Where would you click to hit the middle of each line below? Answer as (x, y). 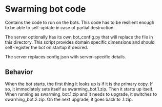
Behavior (19, 72)
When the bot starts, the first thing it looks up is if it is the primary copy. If (79, 84)
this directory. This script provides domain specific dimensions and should (80, 42)
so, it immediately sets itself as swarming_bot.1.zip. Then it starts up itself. (79, 89)
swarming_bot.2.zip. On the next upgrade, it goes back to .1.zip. (69, 99)
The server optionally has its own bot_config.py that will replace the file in (79, 37)
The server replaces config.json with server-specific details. (66, 56)
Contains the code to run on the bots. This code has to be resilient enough (80, 22)
